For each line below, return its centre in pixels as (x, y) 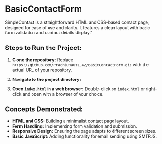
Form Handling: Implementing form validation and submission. (74, 126)
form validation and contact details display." (49, 32)
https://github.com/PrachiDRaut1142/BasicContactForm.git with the (81, 64)
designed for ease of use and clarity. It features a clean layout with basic (78, 27)
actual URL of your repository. (42, 70)
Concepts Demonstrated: (44, 109)
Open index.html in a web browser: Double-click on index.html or (78, 89)
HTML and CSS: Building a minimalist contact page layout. (70, 121)
